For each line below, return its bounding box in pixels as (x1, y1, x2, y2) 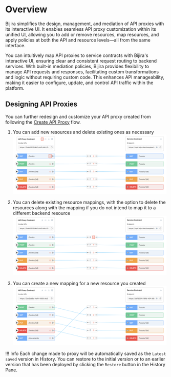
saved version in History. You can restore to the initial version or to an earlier (5, 356, 165, 362)
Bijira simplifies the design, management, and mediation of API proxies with (5, 21, 164, 27)
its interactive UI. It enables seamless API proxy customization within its (5, 26, 156, 32)
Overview (5, 4, 48, 15)
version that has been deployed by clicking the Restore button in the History (5, 362, 165, 368)
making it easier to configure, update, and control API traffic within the (5, 80, 154, 86)
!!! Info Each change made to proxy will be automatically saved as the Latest (5, 350, 166, 357)
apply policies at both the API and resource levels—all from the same (5, 37, 151, 43)
